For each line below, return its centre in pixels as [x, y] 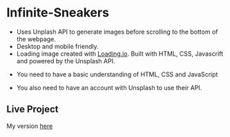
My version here [30, 126]
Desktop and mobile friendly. [57, 46]
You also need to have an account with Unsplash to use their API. [109, 87]
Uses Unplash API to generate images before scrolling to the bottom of [117, 32]
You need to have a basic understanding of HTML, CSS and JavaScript [117, 74]
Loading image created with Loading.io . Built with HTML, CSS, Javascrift [120, 54]
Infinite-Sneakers [58, 13]
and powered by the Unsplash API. [66, 61]
